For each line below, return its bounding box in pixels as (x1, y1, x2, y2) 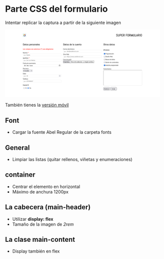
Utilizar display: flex (12, 216, 54, 222)
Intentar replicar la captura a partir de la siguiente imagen (5, 20, 121, 25)
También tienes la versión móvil (5, 102, 69, 108)
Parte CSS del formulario (5, 3, 108, 15)
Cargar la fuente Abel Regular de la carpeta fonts (12, 129, 112, 135)
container (5, 170, 36, 179)
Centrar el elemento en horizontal (12, 184, 80, 189)
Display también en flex (12, 248, 60, 254)
